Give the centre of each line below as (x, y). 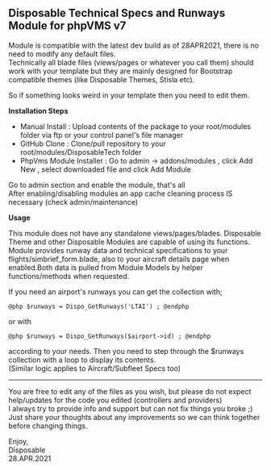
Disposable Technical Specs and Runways (117, 13)
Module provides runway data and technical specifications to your (118, 250)
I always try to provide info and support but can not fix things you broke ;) (131, 408)
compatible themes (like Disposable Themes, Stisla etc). (102, 79)
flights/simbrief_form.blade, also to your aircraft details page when (119, 259)
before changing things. (48, 426)
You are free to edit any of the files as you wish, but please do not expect (130, 391)
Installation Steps (38, 110)
